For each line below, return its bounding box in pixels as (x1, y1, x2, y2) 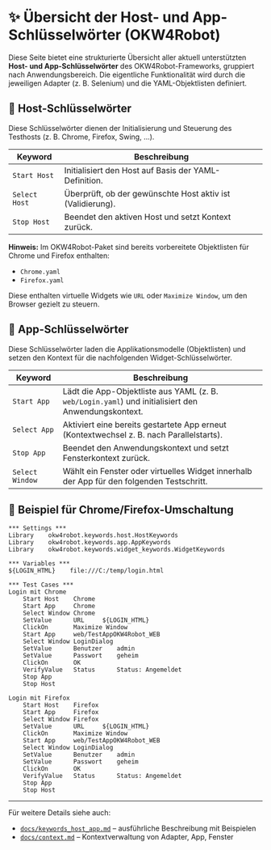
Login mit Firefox (8, 694, 70, 703)
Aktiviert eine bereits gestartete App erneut (62, 419, 227, 430)
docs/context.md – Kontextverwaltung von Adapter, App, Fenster (19, 832, 234, 842)
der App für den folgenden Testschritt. (62, 476, 208, 487)
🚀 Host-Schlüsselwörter (8, 102, 131, 116)
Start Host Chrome (23, 595, 95, 603)
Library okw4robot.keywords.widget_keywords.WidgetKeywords (8, 546, 226, 554)
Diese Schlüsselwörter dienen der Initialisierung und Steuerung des (8, 123, 232, 133)
